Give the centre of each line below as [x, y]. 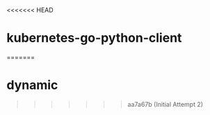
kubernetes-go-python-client [94, 38]
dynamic [32, 85]
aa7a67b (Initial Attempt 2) [165, 104]
